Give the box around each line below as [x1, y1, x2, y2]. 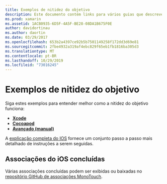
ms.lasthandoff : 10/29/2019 [5, 58, 64, 63]
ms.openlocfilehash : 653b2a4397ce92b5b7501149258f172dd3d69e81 [5, 40, 139, 45]
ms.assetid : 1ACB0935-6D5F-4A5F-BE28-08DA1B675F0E [5, 21, 112, 26]
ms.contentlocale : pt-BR [5, 53, 57, 59]
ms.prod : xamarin [5, 16, 41, 21]
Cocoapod [12, 121, 35, 126]
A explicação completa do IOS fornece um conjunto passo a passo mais [5, 135, 153, 141]
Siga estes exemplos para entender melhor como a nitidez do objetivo [5, 100, 149, 107]
